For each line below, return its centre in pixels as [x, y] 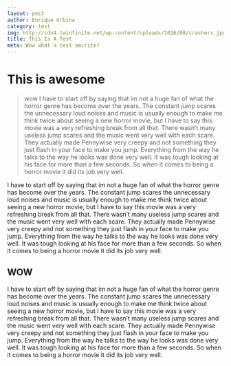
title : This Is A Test [40, 39]
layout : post [26, 13]
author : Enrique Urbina [41, 20]
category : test [29, 26]
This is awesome [56, 79]
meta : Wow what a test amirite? [53, 45]
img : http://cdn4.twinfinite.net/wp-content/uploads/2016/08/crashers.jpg [117, 33]
